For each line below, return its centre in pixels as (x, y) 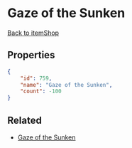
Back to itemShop (33, 33)
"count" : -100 (41, 91)
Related (25, 120)
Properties (31, 55)
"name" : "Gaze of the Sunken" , (66, 85)
